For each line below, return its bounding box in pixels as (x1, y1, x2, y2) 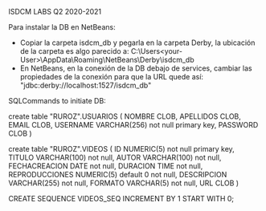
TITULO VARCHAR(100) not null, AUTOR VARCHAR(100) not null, (8, 152, 222, 162)
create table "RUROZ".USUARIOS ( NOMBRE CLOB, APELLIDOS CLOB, (8, 112, 241, 121)
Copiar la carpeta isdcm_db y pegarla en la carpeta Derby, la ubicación (19, 38, 256, 47)
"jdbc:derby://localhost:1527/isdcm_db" (19, 80, 152, 90)
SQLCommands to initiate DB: (8, 96, 106, 105)
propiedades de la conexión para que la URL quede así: (19, 72, 203, 81)
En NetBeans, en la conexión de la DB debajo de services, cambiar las (19, 63, 252, 73)
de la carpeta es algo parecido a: (19, 47, 129, 55)
